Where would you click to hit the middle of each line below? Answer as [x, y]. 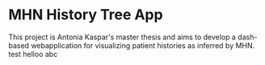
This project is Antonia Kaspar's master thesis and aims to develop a [122, 37]
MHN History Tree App [86, 15]
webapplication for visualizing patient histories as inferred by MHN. [143, 45]
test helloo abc [33, 54]
